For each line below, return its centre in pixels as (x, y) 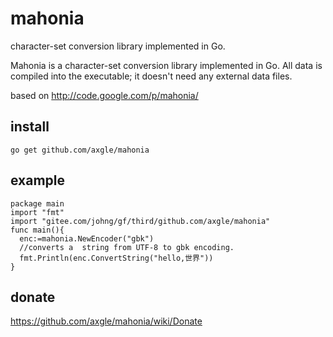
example (38, 180)
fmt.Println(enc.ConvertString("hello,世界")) (116, 258)
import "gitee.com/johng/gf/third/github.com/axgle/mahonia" (140, 221)
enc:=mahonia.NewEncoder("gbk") (87, 238)
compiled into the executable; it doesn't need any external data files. (151, 76)
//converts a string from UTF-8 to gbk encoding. (127, 247)
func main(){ (37, 230)
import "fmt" (37, 212)
